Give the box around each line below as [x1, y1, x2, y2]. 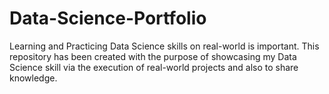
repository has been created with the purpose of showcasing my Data [9, 50, 297, 62]
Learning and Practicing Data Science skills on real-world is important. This [9, 40, 320, 52]
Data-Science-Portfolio [9, 7, 207, 30]
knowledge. [9, 72, 58, 84]
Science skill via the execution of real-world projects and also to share [9, 61, 299, 73]
